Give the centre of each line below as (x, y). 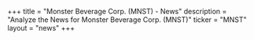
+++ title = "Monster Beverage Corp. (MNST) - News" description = (117, 11)
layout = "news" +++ (41, 28)
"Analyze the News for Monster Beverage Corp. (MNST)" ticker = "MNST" (127, 20)
